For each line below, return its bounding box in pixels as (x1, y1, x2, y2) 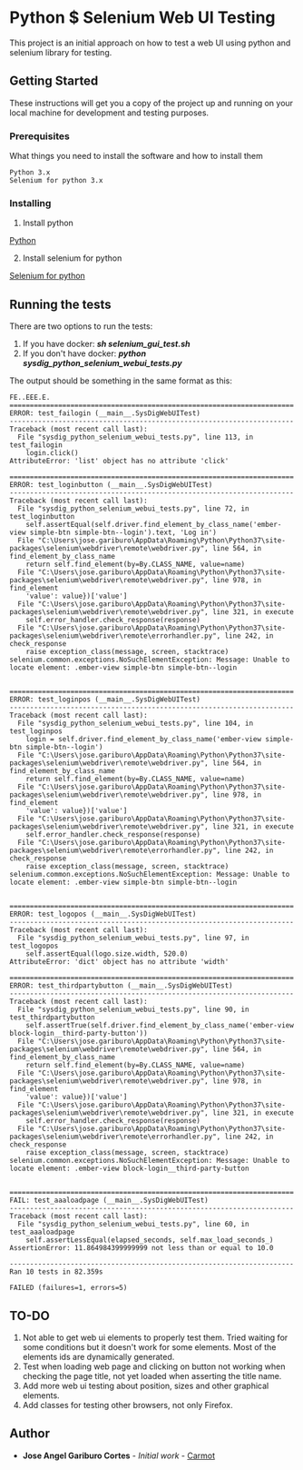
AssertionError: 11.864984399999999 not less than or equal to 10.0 (9, 1244, 274, 1253)
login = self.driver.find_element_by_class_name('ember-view (25, 735, 261, 744)
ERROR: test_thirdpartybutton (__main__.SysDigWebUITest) (9, 981, 233, 990)
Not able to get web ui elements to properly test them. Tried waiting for (22, 1332, 288, 1343)
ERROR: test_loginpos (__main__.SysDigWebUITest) (9, 695, 201, 704)
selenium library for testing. (9, 46, 112, 57)
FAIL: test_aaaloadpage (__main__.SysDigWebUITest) (9, 1196, 209, 1206)
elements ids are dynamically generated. (22, 1351, 175, 1362)
